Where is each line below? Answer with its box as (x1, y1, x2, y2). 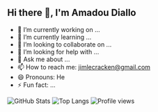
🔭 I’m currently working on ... (17, 25, 100, 33)
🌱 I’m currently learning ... (17, 33, 92, 41)
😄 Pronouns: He (17, 72, 65, 81)
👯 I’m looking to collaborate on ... (17, 40, 112, 49)
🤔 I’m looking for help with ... (17, 47, 100, 56)
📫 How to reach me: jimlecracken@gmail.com (17, 63, 151, 71)
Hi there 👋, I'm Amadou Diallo (7, 7, 136, 19)
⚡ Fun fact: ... (17, 81, 56, 89)
